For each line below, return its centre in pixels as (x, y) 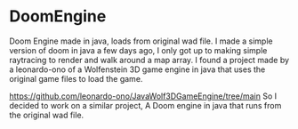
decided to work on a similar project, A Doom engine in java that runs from (145, 105)
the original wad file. (47, 115)
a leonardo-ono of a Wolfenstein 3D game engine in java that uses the (137, 69)
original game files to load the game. (76, 78)
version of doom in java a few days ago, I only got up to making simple (138, 50)
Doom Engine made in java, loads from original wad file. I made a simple (141, 41)
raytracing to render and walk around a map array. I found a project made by (149, 60)
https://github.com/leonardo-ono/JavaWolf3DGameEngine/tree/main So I (143, 96)
